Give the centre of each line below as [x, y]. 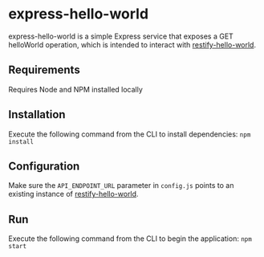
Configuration [44, 166]
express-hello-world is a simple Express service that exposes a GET [121, 36]
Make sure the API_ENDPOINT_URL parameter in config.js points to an [121, 186]
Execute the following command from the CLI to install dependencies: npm [130, 134]
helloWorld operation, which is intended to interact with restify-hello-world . [132, 44]
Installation [37, 114]
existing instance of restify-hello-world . [73, 194]
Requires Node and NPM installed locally [75, 89]
